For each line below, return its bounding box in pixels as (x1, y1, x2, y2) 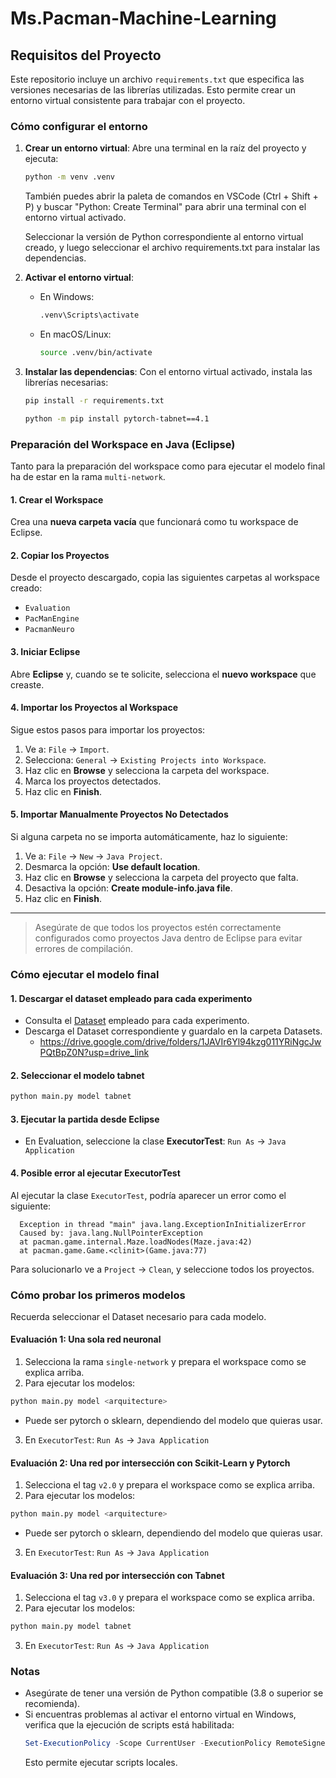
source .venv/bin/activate (39, 348, 153, 358)
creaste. (10, 678, 45, 691)
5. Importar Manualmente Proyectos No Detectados (10, 808, 229, 821)
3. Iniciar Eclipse (10, 645, 81, 657)
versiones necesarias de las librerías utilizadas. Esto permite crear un (10, 84, 296, 96)
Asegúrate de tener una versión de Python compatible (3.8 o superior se (24, 1687, 324, 1699)
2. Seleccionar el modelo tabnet (10, 1069, 145, 1081)
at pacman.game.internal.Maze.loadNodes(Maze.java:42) (19, 1237, 253, 1247)
